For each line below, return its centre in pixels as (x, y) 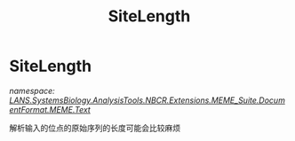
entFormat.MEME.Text (50, 109)
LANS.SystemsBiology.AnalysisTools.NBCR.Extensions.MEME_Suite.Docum (147, 100)
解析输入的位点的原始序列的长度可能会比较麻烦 (95, 128)
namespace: (32, 90)
